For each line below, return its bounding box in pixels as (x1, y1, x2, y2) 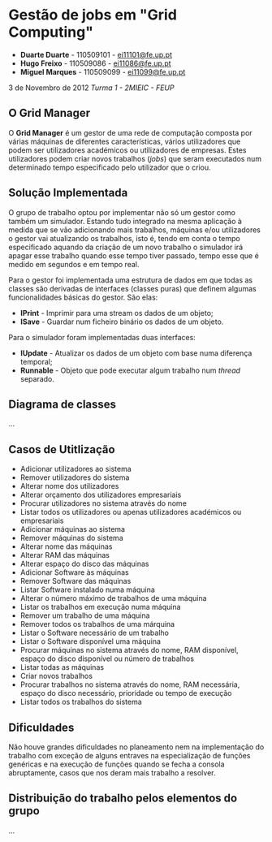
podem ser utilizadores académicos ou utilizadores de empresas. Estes (8, 145, 247, 155)
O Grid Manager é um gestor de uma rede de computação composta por (8, 127, 253, 137)
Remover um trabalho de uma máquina (19, 611, 150, 620)
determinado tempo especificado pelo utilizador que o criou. (8, 162, 211, 172)
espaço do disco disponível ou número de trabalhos (19, 654, 195, 663)
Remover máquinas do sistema (19, 533, 123, 543)
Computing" (8, 23, 93, 41)
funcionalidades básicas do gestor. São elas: (8, 292, 158, 302)
